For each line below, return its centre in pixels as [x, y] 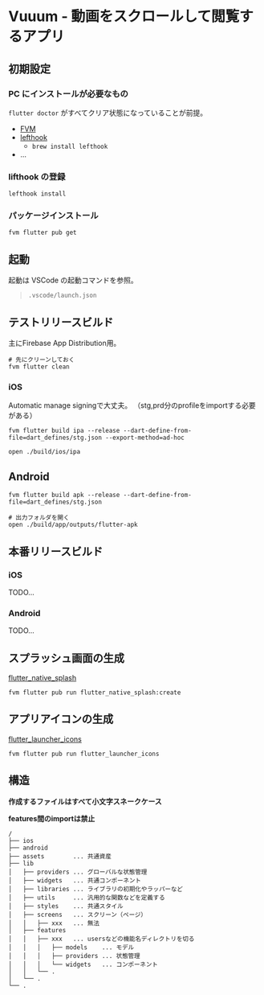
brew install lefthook [70, 146]
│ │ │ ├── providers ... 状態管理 [74, 956]
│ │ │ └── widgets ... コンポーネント [83, 964]
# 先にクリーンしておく [41, 360]
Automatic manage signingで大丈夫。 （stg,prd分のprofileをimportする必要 [132, 405]
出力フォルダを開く [43, 518]
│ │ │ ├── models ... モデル [71, 947]
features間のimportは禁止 [52, 818]
